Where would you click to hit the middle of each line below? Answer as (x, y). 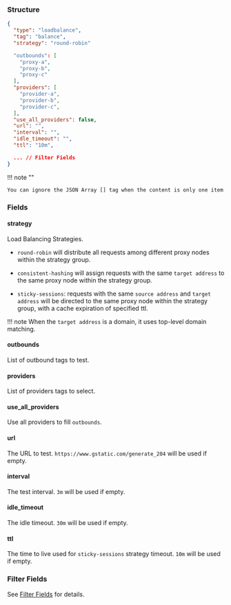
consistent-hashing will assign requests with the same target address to (121, 273)
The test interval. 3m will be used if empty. (66, 491)
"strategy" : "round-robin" (52, 43)
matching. (21, 329)
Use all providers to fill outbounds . (54, 422)
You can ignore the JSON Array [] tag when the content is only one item (115, 190)
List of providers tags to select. (51, 391)
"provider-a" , (40, 94)
